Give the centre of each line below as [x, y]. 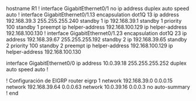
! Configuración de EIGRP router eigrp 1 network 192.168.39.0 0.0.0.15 [89, 81]
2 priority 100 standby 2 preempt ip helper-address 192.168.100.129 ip [90, 46]
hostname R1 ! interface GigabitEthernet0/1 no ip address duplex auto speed [98, 8]
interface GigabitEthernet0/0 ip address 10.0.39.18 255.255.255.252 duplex [97, 63]
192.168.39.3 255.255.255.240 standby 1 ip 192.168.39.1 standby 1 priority [94, 21]
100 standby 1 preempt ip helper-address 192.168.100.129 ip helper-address [97, 27]
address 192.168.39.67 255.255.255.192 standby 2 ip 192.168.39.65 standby [97, 39]
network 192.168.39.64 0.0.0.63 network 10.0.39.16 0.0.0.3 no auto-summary [98, 87]
